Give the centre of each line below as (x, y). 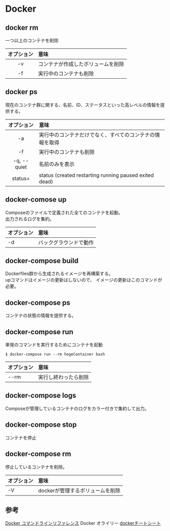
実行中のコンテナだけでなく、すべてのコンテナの (97, 135)
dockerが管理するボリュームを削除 (79, 490)
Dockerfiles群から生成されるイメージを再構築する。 (59, 274)
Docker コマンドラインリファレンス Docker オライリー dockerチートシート (83, 523)
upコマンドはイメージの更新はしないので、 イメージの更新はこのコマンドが (84, 280)
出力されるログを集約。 (30, 218)
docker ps (22, 92)
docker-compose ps (38, 303)
